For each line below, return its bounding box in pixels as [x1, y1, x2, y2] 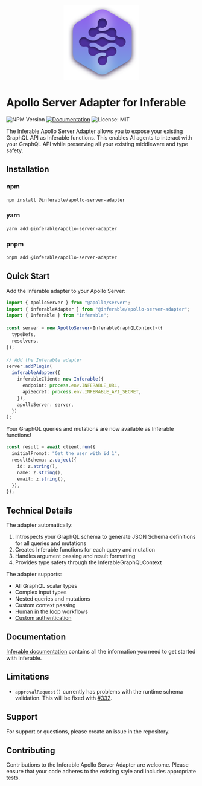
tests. [6, 774, 20, 781]
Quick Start [6, 271, 50, 282]
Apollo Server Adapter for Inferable [6, 96, 186, 110]
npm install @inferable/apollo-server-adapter [6, 197, 125, 203]
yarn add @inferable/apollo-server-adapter [6, 225, 118, 231]
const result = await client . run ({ [6, 444, 96, 450]
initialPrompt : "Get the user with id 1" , [11, 451, 120, 457]
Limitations [6, 672, 49, 682]
